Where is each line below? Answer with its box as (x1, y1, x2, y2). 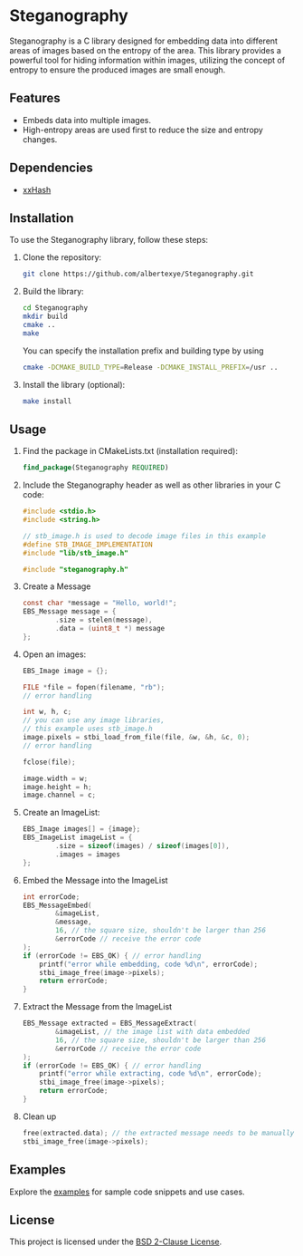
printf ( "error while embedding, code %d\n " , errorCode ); (39, 960, 259, 969)
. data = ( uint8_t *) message (55, 624, 166, 633)
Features (9, 91, 61, 106)
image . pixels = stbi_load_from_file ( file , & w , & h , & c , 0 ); (22, 733, 251, 742)
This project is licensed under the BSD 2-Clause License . (9, 1236, 223, 1247)
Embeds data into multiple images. (22, 114, 152, 125)
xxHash (22, 184, 52, 195)
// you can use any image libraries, (22, 716, 166, 725)
